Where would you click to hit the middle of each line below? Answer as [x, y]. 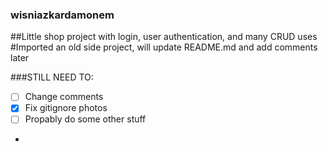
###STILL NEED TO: [52, 77]
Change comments [64, 97]
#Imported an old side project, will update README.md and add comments [164, 47]
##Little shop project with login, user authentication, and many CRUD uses [164, 37]
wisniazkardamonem [62, 15]
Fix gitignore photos [66, 108]
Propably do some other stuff [85, 119]
